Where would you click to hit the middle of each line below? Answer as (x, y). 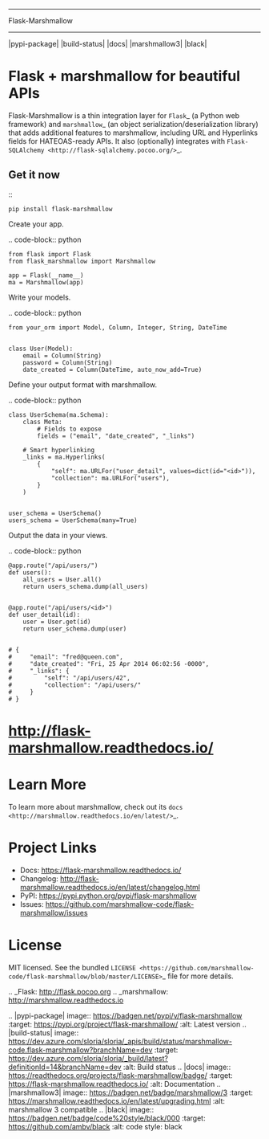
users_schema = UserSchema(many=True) (73, 520)
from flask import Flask (50, 254)
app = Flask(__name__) (46, 275)
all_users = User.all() (62, 579)
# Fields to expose (70, 429)
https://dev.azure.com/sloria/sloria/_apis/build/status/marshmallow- (120, 1041)
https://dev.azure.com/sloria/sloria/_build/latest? (88, 1058)
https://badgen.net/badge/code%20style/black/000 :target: (107, 1118)
